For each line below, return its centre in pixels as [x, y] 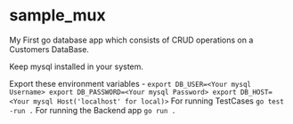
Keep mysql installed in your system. [77, 66]
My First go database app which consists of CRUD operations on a [131, 40]
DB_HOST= [256, 92]
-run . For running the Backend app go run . [93, 110]
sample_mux [57, 15]
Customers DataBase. [49, 49]
